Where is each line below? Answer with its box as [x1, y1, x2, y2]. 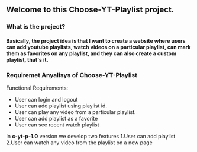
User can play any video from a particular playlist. [14, 109, 136, 116]
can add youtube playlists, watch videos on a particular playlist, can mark [6, 43, 191, 50]
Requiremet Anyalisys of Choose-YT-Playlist [6, 71, 138, 79]
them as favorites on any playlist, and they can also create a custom [6, 50, 176, 57]
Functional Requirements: [6, 84, 69, 91]
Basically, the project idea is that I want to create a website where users [6, 37, 186, 44]
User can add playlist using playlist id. [14, 102, 108, 109]
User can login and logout [14, 96, 78, 103]
